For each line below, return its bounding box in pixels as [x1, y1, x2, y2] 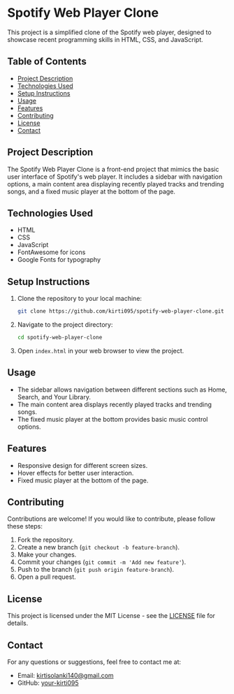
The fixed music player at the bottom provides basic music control [17, 415, 208, 423]
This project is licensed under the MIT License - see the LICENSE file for [7, 612, 215, 620]
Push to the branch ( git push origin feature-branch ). [17, 566, 175, 574]
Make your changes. [17, 550, 77, 559]
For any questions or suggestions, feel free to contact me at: [7, 658, 182, 666]
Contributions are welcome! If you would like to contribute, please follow [7, 515, 216, 523]
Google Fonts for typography [17, 256, 101, 264]
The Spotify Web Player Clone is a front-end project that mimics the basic [7, 165, 219, 173]
